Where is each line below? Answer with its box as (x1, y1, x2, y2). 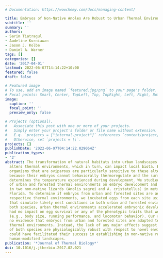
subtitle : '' (5, 20, 32, 25)
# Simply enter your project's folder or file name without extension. (5, 128, 158, 133)
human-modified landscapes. (9, 236, 66, 241)
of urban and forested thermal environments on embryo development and (9, 182, 158, 187)
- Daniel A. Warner (5, 47, 45, 52)
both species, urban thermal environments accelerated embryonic (9, 205, 145, 210)
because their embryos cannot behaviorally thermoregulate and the (9, 173, 149, 178)
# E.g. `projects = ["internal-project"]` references (5, 132, 120, 137)
